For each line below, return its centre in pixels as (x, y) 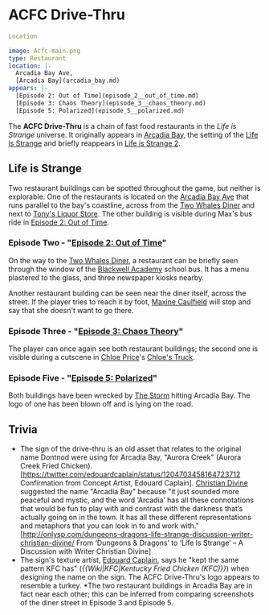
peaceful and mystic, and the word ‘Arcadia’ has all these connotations (137, 500)
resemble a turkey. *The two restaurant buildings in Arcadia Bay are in (136, 586)
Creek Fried (39, 466)
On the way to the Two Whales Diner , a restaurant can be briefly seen (123, 260)
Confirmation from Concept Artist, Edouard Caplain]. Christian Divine (134, 483)
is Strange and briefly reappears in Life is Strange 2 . (94, 143)
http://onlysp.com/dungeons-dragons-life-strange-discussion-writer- (138, 535)
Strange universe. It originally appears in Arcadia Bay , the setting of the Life (133, 134)
